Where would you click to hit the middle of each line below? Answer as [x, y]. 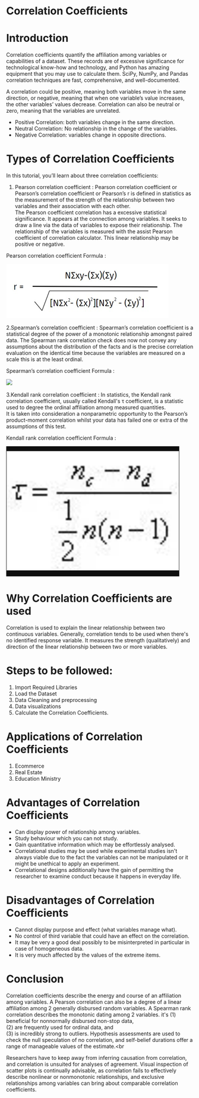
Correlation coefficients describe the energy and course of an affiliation [94, 995]
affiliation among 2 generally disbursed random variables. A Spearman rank [99, 1008]
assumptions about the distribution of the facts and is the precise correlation [100, 347]
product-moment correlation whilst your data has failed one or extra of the [97, 420]
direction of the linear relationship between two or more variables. [87, 647]
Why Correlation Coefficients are [89, 599]
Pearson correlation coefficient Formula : [56, 256]
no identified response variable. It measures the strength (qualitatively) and [98, 640]
